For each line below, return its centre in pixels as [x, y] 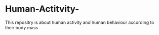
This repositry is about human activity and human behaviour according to [80, 22]
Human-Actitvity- [42, 9]
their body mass [21, 27]
